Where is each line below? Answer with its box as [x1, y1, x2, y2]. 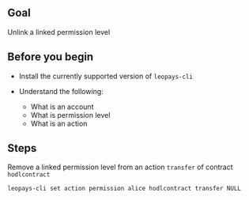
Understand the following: [18, 86, 104, 96]
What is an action [30, 119, 88, 128]
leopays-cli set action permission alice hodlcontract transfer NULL [7, 185, 242, 193]
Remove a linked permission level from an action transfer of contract [7, 162, 233, 172]
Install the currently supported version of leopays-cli [18, 71, 193, 81]
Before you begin [7, 51, 94, 64]
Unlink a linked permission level [7, 27, 111, 36]
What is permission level [30, 110, 111, 119]
